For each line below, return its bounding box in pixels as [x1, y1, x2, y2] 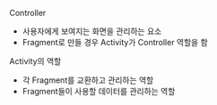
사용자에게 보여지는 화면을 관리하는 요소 [22, 26, 162, 36]
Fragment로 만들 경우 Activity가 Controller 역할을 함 [22, 37, 208, 47]
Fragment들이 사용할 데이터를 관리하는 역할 [22, 86, 176, 96]
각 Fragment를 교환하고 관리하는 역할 [22, 75, 154, 85]
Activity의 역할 [9, 56, 62, 66]
